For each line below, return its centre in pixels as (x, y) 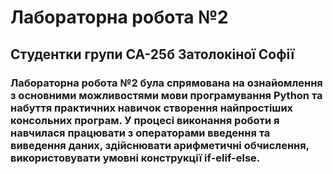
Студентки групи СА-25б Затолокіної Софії (152, 54)
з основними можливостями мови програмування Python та (166, 95)
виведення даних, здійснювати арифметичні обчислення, (160, 145)
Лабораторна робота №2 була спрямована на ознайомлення (166, 83)
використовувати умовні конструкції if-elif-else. (135, 158)
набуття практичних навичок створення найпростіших (152, 108)
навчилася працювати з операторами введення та (140, 133)
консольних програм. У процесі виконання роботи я (145, 120)
